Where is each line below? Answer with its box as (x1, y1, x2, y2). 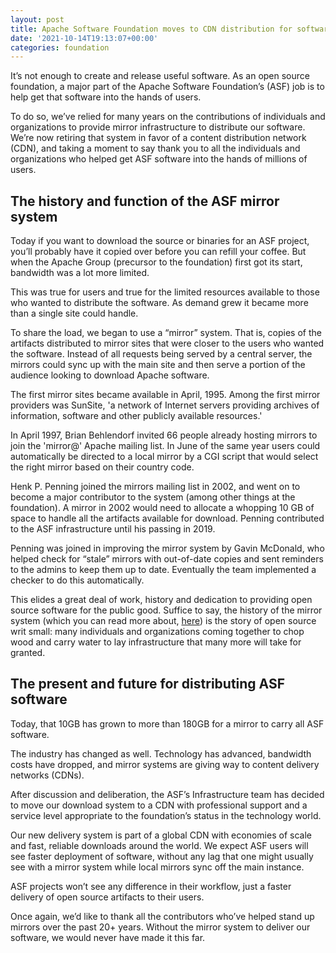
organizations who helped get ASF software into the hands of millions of (10, 153, 308, 165)
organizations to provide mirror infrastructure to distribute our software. (10, 121, 306, 133)
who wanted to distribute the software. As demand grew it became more (10, 297, 309, 309)
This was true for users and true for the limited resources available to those (10, 286, 320, 298)
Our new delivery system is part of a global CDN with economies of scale (10, 829, 312, 841)
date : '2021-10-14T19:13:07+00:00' (10, 33, 159, 43)
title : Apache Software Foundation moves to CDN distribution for (10, 24, 293, 34)
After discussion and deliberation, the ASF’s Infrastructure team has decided (10, 788, 325, 800)
